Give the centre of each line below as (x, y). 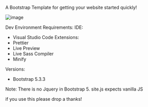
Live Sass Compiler (33, 54)
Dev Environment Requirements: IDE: (44, 27)
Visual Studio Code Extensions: (46, 37)
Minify (20, 59)
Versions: (15, 69)
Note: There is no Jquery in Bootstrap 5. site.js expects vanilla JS (74, 89)
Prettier (21, 43)
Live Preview (26, 48)
